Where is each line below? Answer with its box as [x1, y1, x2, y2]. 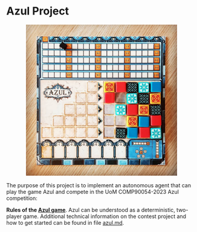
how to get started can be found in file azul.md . [6, 219, 124, 226]
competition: [6, 195, 38, 202]
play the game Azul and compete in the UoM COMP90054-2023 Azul [6, 188, 179, 195]
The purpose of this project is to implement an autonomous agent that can [6, 181, 192, 188]
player [6, 213, 22, 220]
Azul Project [6, 4, 69, 18]
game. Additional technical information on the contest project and [23, 213, 186, 220]
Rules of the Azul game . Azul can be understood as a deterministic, [6, 206, 175, 213]
